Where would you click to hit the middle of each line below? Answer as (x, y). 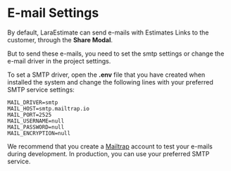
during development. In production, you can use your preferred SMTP (108, 153)
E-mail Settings (53, 13)
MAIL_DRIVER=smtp (33, 102)
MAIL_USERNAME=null (36, 121)
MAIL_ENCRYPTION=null (39, 133)
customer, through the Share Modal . (60, 39)
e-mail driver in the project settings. (59, 61)
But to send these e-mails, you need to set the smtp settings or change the (116, 53)
